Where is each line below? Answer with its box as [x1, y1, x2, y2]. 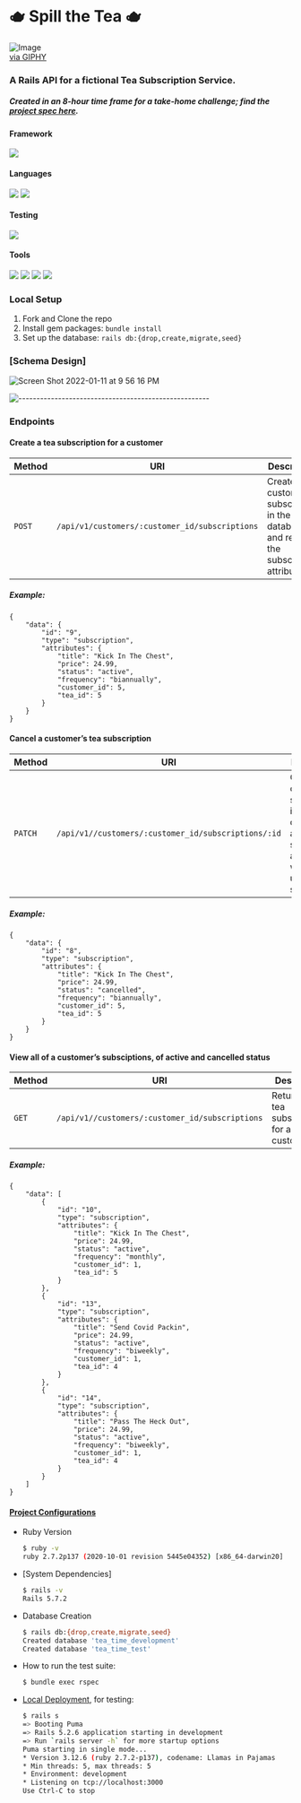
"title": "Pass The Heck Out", [73, 1417, 191, 1426]
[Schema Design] [9, 355, 87, 368]
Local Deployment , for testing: [21, 1695, 134, 1705]
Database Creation [21, 1610, 92, 1621]
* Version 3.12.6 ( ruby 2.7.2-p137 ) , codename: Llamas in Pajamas [21, 1753, 276, 1762]
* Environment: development [21, 1770, 127, 1779]
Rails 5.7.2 [21, 1594, 67, 1603]
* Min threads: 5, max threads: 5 [21, 1762, 151, 1771]
